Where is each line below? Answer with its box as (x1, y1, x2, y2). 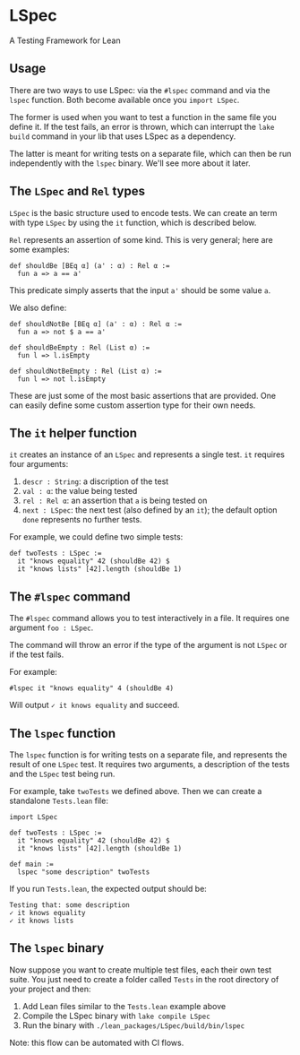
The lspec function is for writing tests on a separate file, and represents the (9, 749, 287, 760)
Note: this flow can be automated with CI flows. (9, 1037, 184, 1048)
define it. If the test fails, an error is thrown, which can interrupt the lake (9, 121, 275, 132)
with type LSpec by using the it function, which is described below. (9, 217, 257, 228)
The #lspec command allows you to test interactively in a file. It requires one (9, 613, 290, 624)
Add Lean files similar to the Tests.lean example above (21, 1000, 227, 1011)
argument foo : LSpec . (9, 622, 94, 633)
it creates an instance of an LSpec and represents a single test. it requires (9, 449, 285, 460)
